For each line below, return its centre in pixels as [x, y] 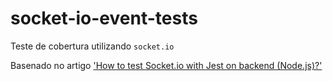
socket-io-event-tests [104, 18]
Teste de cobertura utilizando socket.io [92, 46]
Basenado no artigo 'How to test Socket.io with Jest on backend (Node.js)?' [166, 65]
